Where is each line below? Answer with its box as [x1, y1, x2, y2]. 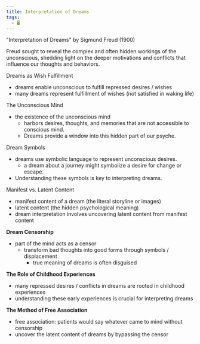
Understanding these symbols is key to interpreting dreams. [14, 175, 162, 182]
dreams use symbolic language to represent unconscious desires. [14, 156, 177, 163]
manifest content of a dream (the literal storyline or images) [14, 198, 161, 205]
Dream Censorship [6, 229, 54, 236]
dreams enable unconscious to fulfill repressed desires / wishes [14, 84, 172, 91]
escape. [23, 168, 44, 175]
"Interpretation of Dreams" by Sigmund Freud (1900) [6, 36, 136, 44]
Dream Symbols [6, 144, 46, 151]
